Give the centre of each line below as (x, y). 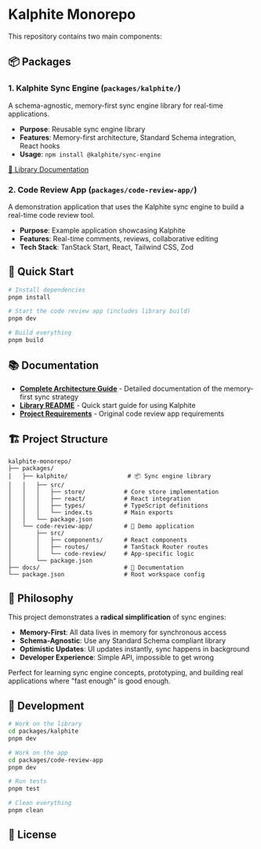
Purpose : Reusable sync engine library (82, 129)
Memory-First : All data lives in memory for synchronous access (123, 632)
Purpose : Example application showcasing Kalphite (102, 230)
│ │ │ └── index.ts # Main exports (91, 513)
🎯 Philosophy (41, 598)
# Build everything (40, 333)
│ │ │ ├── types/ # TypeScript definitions (109, 505)
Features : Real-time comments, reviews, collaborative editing (119, 238)
